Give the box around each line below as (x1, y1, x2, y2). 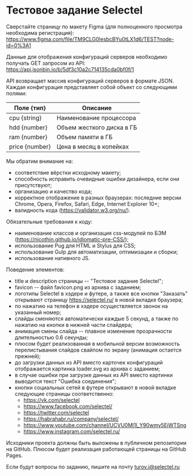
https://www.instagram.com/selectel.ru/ (23, 428, 121, 435)
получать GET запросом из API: (6, 60, 86, 67)
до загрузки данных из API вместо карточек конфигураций (14, 359, 163, 366)
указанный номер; (14, 308, 62, 316)
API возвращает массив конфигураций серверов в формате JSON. (6, 77, 174, 84)
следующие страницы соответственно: (14, 390, 114, 397)
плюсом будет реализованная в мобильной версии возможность (14, 340, 180, 347)
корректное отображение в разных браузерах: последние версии (14, 194, 181, 201)
